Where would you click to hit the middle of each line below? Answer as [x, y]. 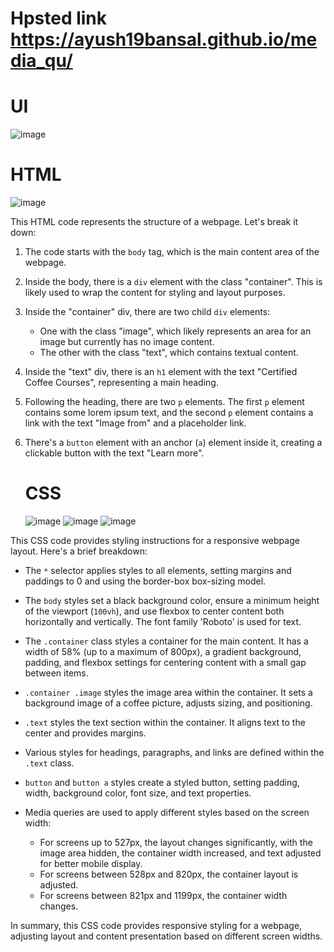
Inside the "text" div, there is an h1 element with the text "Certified [161, 372]
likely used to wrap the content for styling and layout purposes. [155, 293]
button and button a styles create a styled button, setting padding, [162, 782]
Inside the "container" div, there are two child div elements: [147, 312]
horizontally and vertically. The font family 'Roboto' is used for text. [163, 621]
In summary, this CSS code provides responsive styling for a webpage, [156, 925]
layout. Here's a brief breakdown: [79, 551]
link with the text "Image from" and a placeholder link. [135, 423]
